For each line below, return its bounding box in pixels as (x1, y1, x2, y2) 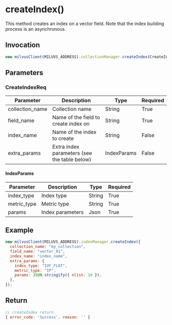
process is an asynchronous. (5, 26, 67, 32)
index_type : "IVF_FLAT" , (14, 263, 68, 268)
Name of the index (52, 129, 97, 136)
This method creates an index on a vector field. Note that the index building (5, 20, 164, 27)
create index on (52, 120, 90, 127)
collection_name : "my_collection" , (10, 244, 86, 249)
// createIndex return (5, 310, 54, 315)
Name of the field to (52, 114, 100, 121)
